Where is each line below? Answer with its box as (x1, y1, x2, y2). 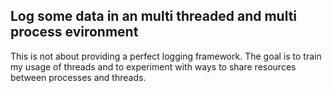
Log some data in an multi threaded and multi (10, 8, 298, 25)
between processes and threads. (10, 71, 147, 83)
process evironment (10, 24, 139, 41)
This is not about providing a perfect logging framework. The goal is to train (10, 50, 322, 62)
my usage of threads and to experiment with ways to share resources (10, 60, 297, 73)
